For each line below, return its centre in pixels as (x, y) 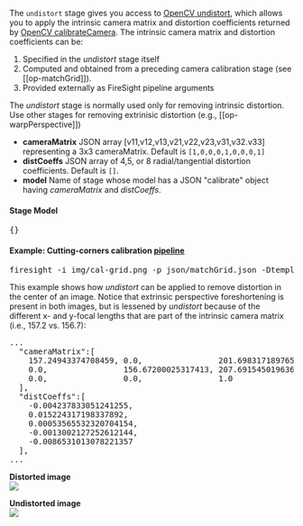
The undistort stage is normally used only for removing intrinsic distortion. (147, 105)
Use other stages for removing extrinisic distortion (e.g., (114, 115)
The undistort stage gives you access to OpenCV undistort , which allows (146, 13)
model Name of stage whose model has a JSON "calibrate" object (145, 180)
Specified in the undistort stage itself (91, 59)
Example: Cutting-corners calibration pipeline (97, 250)
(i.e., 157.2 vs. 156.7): (48, 326)
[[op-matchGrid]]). (57, 78)
